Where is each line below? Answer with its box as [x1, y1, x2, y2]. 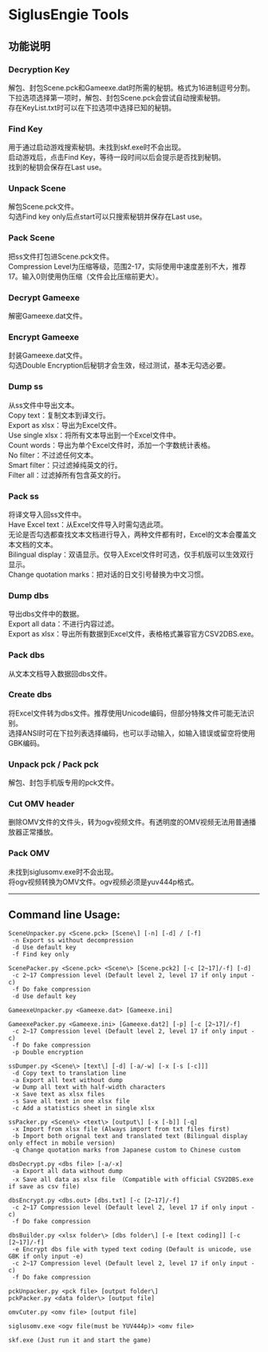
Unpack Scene [8, 183, 66, 194]
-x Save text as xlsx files [11, 1090, 105, 1098]
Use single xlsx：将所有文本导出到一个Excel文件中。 [8, 430, 181, 440]
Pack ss [8, 490, 40, 502]
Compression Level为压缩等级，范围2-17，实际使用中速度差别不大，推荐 [8, 261, 246, 271]
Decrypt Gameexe [8, 291, 80, 303]
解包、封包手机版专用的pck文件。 [8, 778, 119, 787]
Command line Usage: [8, 908, 121, 922]
